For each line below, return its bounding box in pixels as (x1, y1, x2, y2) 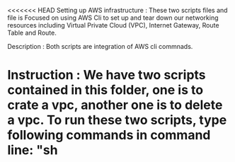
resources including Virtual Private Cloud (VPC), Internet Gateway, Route (7, 21, 219, 29)
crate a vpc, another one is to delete (7, 97, 223, 113)
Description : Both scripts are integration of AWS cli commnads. (7, 42, 193, 50)
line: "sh (7, 142, 58, 158)
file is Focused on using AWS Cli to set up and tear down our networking (7, 13, 219, 22)
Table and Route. (7, 28, 57, 37)
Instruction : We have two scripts (7, 67, 207, 83)
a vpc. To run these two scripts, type (7, 112, 227, 128)
